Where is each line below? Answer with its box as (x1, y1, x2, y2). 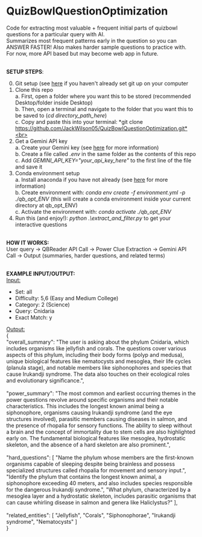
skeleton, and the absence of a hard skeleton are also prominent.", (6, 441, 171, 448)
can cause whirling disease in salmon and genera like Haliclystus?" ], (6, 498, 178, 506)
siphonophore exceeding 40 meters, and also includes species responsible (6, 479, 193, 487)
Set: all (14, 288, 33, 295)
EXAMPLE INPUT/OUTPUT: (6, 270, 75, 277)
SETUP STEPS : (6, 68, 44, 75)
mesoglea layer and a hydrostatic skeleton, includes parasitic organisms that (6, 492, 197, 500)
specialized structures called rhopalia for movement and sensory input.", (6, 466, 186, 474)
